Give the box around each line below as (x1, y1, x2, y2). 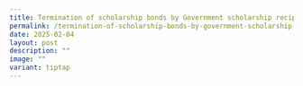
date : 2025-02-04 (9, 30, 75, 39)
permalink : (9, 21, 50, 30)
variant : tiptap (9, 64, 70, 73)
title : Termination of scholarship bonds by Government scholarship (9, 13, 272, 22)
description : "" (9, 47, 70, 56)
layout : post (9, 38, 59, 47)
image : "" (9, 55, 47, 64)
